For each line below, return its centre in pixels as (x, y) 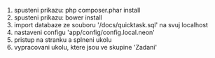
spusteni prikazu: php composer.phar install (77, 10)
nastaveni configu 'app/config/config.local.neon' (84, 32)
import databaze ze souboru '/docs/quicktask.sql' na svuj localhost (111, 25)
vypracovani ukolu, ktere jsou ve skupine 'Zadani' (85, 47)
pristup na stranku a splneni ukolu (63, 40)
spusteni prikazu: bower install (58, 17)
